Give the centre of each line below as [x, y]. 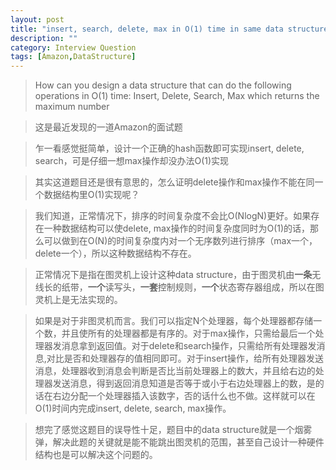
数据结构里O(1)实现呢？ [91, 195]
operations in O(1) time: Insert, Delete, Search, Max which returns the [177, 96]
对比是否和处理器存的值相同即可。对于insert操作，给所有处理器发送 [185, 358]
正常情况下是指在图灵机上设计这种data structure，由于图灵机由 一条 [173, 275]
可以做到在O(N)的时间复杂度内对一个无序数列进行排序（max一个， [180, 241]
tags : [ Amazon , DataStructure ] [73, 57]
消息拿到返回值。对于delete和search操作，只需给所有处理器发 [189, 346]
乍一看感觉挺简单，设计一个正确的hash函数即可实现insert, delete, [169, 148]
